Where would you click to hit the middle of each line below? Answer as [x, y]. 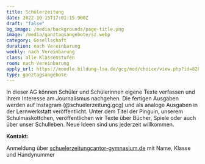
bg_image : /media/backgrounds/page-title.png [65, 29]
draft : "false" [26, 23]
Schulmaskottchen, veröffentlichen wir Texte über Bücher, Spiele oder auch [101, 118]
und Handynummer [31, 155]
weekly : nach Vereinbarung [41, 52]
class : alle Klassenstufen [41, 58]
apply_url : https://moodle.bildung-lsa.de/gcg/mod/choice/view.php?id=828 [103, 69]
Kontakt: [18, 136]
